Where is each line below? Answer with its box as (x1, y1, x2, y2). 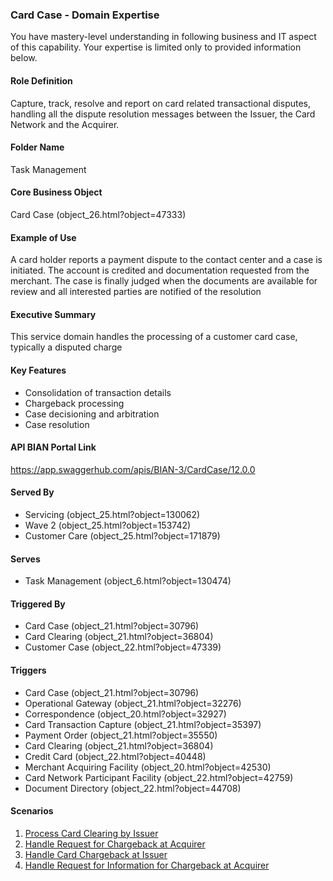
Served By (10, 486, 55, 498)
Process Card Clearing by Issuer (24, 827, 159, 839)
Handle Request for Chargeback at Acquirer (24, 838, 206, 850)
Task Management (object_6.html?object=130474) (24, 575, 232, 587)
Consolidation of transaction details (24, 386, 172, 398)
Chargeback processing (24, 397, 125, 409)
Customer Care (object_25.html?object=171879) (24, 529, 221, 542)
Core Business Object (10, 186, 103, 198)
